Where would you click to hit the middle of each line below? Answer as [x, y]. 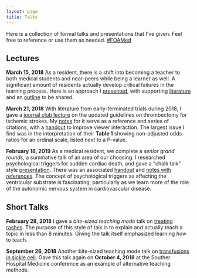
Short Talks [27, 207]
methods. [18, 270]
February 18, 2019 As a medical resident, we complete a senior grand [90, 151]
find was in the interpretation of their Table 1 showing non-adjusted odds [94, 134]
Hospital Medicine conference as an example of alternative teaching [89, 264]
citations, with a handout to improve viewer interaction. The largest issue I [95, 127]
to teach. [17, 240]
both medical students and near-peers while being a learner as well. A [91, 79]
